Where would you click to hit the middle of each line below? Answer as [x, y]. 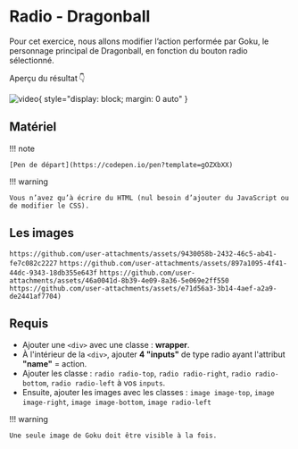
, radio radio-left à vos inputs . [106, 383]
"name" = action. [54, 364]
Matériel [33, 127]
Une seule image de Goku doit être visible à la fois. [113, 436]
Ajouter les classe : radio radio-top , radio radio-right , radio [137, 374]
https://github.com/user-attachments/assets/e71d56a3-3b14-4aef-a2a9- [143, 288]
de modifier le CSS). [50, 206]
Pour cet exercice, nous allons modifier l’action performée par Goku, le [139, 41]
